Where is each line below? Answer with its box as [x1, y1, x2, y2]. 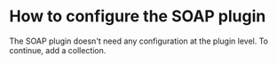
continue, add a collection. [9, 44, 107, 55]
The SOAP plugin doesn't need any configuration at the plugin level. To [9, 36, 269, 46]
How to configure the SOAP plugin [9, 6, 266, 27]
